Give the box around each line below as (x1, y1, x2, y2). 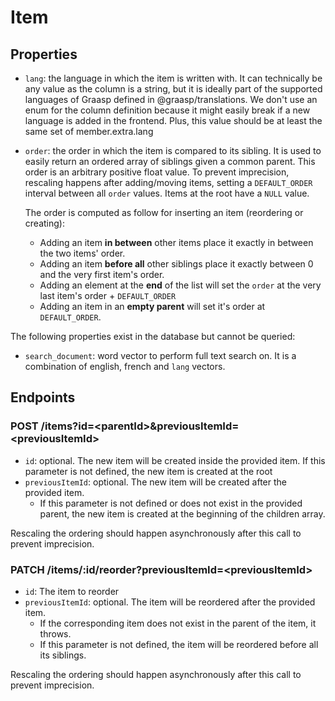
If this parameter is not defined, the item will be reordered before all (39, 638, 319, 650)
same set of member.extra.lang (24, 126, 154, 137)
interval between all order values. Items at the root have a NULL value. (24, 187, 310, 199)
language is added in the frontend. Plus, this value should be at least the (24, 115, 323, 126)
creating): (24, 217, 65, 229)
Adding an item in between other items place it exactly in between (39, 237, 314, 248)
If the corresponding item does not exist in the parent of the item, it (39, 617, 317, 629)
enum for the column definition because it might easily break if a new (24, 104, 311, 116)
